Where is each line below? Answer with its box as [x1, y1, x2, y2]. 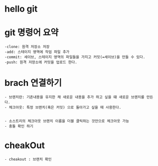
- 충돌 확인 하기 [4, 124, 33, 129]
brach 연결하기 [4, 78, 62, 88]
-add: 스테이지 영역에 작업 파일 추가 [4, 50, 70, 54]
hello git [4, 3, 38, 15]
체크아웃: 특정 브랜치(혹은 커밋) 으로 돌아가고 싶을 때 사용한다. [9, 105, 122, 110]
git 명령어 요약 [4, 27, 59, 38]
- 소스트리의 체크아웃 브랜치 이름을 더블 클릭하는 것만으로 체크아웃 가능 [4, 119, 129, 124]
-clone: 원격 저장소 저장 [4, 45, 50, 50]
